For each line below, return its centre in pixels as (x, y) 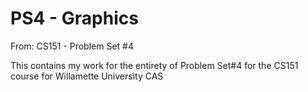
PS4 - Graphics (74, 18)
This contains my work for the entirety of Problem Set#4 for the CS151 (154, 65)
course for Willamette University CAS (87, 76)
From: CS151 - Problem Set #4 (72, 46)
